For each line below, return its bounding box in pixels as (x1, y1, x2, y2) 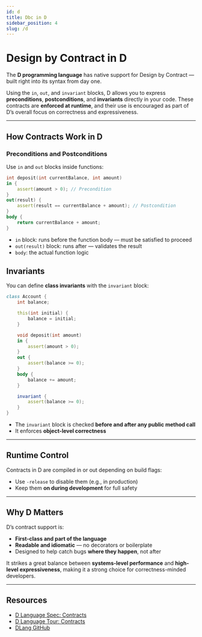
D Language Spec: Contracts (14, 611, 87, 618)
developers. (6, 572, 36, 579)
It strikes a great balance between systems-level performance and (6, 559, 174, 567)
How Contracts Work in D (6, 132, 103, 142)
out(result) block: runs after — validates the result (14, 242, 142, 249)
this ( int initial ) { (17, 310, 69, 316)
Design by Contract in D (6, 52, 127, 65)
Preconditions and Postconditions (6, 150, 108, 158)
